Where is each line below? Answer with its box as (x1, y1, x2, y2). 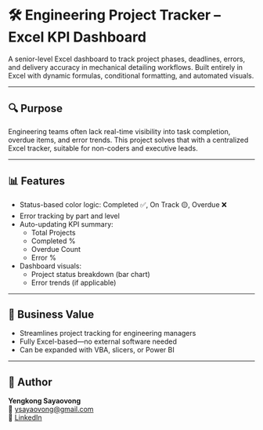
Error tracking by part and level (19, 211, 120, 220)
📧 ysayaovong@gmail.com (8, 405, 94, 414)
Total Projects (31, 228, 76, 237)
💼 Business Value (8, 308, 95, 321)
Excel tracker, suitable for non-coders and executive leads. (8, 143, 198, 153)
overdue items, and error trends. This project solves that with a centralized (8, 135, 249, 144)
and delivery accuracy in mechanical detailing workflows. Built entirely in (8, 62, 243, 71)
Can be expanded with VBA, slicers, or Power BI (19, 345, 175, 355)
